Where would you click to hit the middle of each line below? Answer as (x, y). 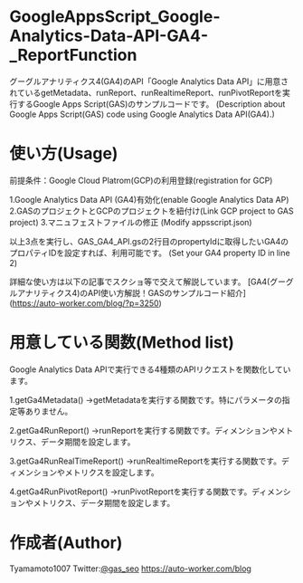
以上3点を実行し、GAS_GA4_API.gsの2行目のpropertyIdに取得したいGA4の (149, 241)
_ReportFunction (73, 55)
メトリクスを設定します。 (112, 472)
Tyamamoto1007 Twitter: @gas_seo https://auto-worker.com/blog (130, 569)
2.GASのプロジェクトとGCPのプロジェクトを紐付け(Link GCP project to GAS (151, 211)
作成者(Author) (66, 543)
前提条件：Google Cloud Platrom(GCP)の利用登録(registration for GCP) (141, 180)
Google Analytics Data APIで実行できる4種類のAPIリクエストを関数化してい (150, 369)
